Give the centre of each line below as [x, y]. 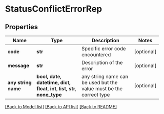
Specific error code [103, 49]
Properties [21, 27]
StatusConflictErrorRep [54, 9]
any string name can [105, 76]
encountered [96, 55]
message [18, 65]
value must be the [102, 89]
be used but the [100, 82]
